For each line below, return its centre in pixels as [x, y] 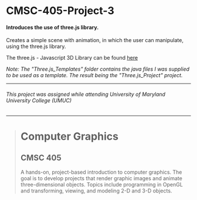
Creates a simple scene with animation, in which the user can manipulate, [95, 40]
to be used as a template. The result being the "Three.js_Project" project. [94, 75]
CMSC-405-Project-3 [60, 11]
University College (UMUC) [39, 100]
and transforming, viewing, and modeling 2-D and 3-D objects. [96, 191]
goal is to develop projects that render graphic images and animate [101, 178]
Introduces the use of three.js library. [52, 27]
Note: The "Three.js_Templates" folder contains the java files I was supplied [98, 69]
